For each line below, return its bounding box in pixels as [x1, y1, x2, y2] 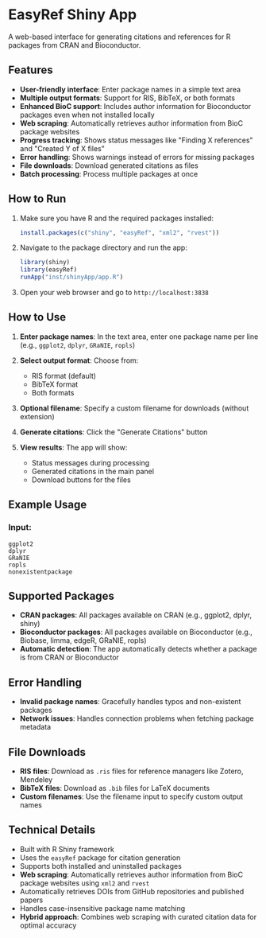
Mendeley [19, 775, 53, 784]
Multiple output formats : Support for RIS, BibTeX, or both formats [19, 93, 236, 103]
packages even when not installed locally [19, 110, 155, 119]
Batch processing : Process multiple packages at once [19, 169, 199, 178]
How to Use [8, 310, 67, 324]
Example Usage [8, 498, 87, 512]
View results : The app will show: [19, 442, 128, 452]
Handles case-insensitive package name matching [19, 903, 186, 913]
